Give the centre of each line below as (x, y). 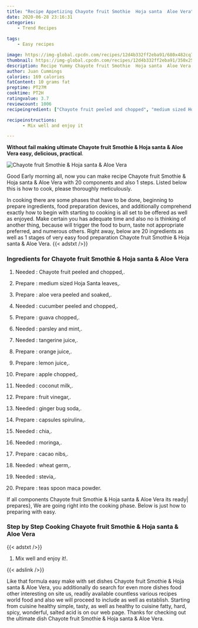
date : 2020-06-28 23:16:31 (40, 17)
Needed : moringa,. (38, 442)
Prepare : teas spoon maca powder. (58, 488)
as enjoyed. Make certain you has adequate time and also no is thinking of (96, 219)
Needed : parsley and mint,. (49, 329)
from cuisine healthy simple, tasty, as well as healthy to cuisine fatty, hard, (97, 606)
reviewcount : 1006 (29, 104)
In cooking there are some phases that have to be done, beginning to (90, 200)
